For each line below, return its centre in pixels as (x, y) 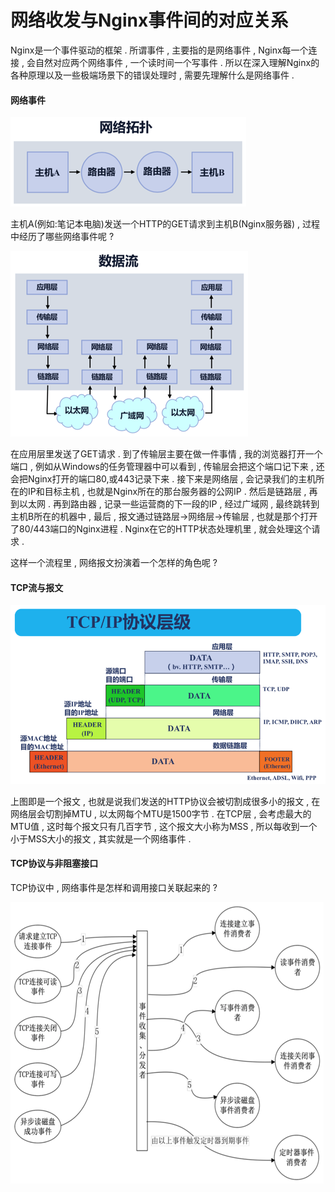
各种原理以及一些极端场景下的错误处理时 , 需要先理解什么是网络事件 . (152, 75)
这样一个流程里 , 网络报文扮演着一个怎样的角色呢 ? (114, 563)
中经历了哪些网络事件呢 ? (62, 237)
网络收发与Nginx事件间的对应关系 (149, 20)
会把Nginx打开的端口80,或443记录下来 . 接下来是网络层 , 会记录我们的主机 (163, 479)
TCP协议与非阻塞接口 (54, 863)
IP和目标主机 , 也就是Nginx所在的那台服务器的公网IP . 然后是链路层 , (167, 492)
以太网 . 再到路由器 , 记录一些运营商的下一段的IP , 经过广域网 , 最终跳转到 (169, 504)
